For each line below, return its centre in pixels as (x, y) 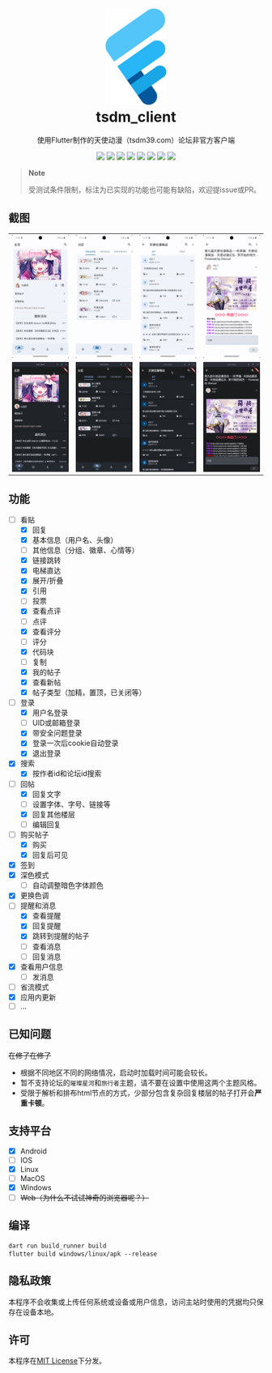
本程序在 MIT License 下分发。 (57, 1361)
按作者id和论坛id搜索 (67, 774)
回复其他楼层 (53, 814)
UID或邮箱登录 (56, 723)
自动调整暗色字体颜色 (68, 885)
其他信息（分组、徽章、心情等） (85, 550)
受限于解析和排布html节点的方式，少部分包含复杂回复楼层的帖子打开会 (137, 1093)
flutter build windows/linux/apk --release (83, 1254)
